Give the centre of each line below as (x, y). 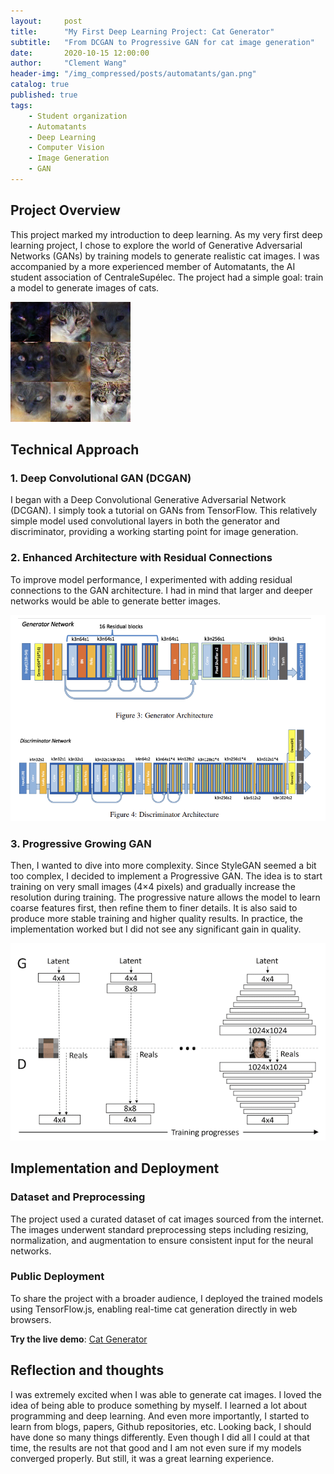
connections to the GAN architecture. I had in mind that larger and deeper (161, 590)
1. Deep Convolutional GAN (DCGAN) (101, 478)
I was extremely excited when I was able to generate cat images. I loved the (166, 1394)
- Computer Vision (66, 148)
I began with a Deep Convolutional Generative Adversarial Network (148, 500)
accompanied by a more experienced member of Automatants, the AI (153, 266)
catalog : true (40, 85)
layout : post (46, 21)
